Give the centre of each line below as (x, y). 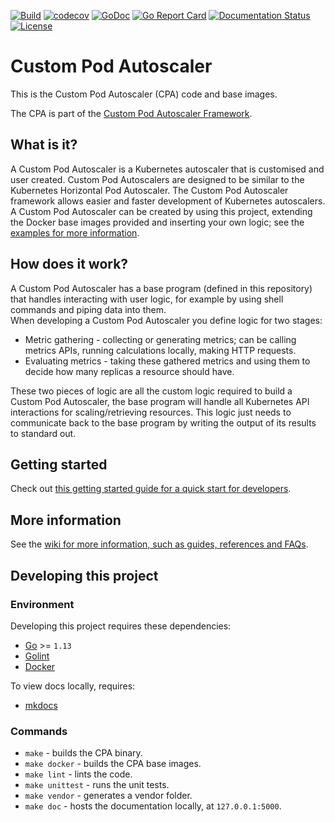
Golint (37, 656)
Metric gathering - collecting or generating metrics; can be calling (160, 339)
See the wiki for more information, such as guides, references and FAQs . (159, 544)
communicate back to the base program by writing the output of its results (163, 422)
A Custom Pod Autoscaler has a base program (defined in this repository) (161, 288)
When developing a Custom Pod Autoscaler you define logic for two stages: (166, 320)
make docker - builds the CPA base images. (113, 764)
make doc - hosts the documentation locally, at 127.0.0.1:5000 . (153, 806)
